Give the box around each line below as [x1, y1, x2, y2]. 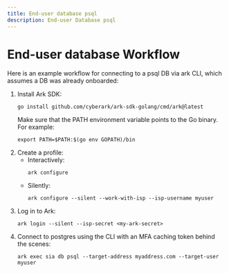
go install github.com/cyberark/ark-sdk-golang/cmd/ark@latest [17, 103, 204, 111]
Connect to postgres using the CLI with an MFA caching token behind [17, 233, 216, 241]
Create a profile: [17, 148, 64, 157]
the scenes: [17, 240, 51, 248]
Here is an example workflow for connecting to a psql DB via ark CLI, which [7, 69, 223, 78]
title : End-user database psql [7, 10, 98, 17]
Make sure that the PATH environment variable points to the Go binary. [17, 116, 219, 124]
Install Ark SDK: [17, 90, 62, 98]
